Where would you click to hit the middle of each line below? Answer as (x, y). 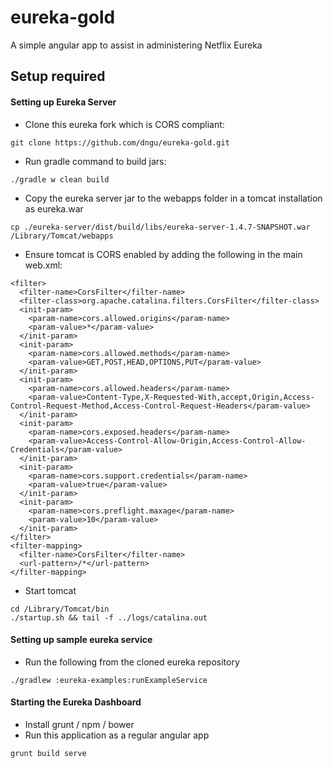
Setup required (58, 76)
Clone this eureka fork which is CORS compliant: (124, 124)
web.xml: (43, 265)
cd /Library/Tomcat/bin (60, 609)
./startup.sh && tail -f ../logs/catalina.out (109, 617)
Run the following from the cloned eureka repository (132, 662)
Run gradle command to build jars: (95, 161)
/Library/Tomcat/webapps (62, 236)
